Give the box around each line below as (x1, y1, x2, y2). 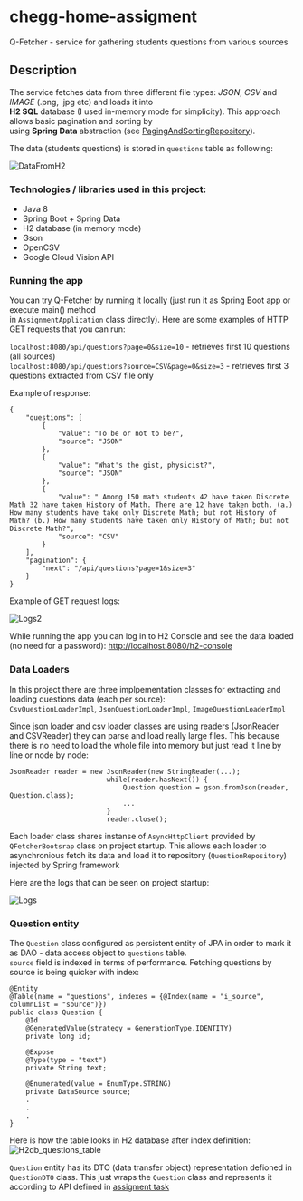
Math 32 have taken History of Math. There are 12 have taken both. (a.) (9, 500, 294, 509)
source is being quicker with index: (9, 966, 140, 977)
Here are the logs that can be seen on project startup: (9, 877, 210, 887)
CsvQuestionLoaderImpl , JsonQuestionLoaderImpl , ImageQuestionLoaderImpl (9, 702, 287, 713)
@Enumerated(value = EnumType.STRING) (25, 1079, 172, 1089)
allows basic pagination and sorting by (9, 115, 153, 126)
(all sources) (9, 351, 56, 362)
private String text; (25, 1063, 107, 1072)
